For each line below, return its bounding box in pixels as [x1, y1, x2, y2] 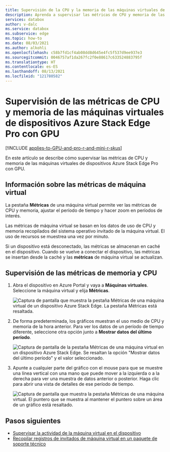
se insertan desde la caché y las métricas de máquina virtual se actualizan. [5, 254, 164, 260]
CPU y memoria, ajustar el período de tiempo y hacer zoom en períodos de [5, 207, 163, 213]
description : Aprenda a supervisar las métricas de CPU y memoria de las [5, 12, 165, 17]
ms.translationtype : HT [5, 60, 56, 65]
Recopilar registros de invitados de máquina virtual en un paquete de [12, 436, 158, 442]
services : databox [5, 17, 44, 22]
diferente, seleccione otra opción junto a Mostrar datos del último [12, 329, 152, 335]
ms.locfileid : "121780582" [5, 74, 63, 79]
